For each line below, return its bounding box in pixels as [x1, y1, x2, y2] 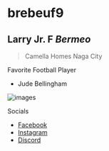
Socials [7, 107, 29, 115]
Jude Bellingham [17, 79, 68, 88]
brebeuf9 [7, 5, 64, 21]
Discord [17, 136, 41, 144]
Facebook [17, 121, 48, 129]
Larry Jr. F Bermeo [7, 33, 91, 45]
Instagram [17, 128, 48, 136]
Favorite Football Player [7, 66, 77, 74]
